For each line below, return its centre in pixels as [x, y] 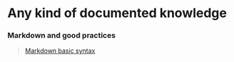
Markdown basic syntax [60, 51]
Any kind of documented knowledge [117, 13]
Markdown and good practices [62, 36]
